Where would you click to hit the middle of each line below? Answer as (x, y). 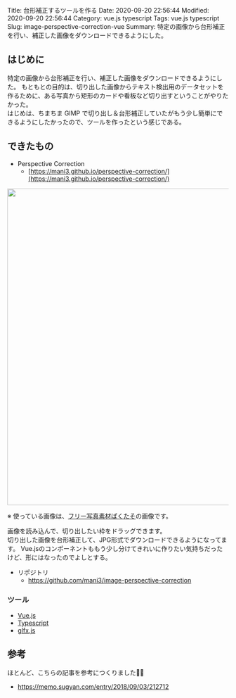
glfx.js (26, 630)
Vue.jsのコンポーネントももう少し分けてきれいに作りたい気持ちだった (122, 548)
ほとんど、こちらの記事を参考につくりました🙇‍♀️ (76, 672)
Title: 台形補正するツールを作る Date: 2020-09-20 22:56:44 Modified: (108, 10)
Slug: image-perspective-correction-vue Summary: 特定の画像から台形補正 (116, 26)
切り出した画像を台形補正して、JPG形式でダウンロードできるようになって (114, 540)
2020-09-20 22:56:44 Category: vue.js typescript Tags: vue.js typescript (113, 18)
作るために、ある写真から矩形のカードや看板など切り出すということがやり (115, 95)
